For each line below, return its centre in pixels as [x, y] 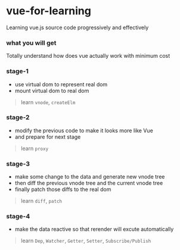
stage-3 [18, 164]
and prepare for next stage [48, 137]
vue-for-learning [49, 11]
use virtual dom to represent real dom [61, 84]
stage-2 [18, 117]
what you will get [31, 43]
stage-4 [18, 217]
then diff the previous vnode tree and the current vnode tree [89, 183]
